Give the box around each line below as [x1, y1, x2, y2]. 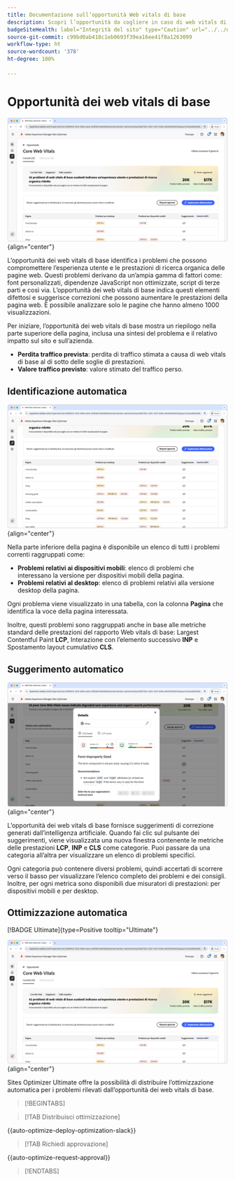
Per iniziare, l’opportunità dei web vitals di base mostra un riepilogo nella [7, 322, 217, 330]
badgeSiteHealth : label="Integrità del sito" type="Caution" [7, 26, 190, 33]
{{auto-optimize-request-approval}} [7, 1154, 111, 1162]
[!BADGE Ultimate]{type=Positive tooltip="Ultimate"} [7, 925, 159, 933]
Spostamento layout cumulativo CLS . [7, 643, 114, 652]
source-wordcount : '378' [7, 48, 80, 55]
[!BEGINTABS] [24, 1099, 66, 1108]
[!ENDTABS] [24, 1167, 59, 1175]
